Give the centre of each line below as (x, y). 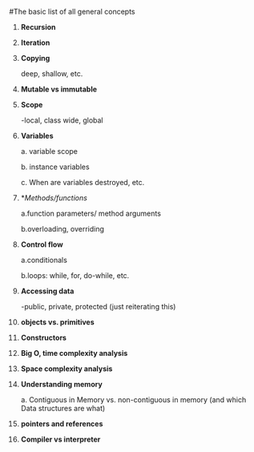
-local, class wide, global (62, 120)
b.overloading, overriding (62, 229)
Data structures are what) (63, 408)
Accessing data (47, 291)
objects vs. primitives (57, 322)
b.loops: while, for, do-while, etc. (75, 275)
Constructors (44, 337)
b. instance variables (55, 167)
